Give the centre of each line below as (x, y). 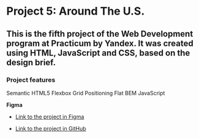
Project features (31, 79)
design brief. (31, 62)
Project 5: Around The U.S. (76, 11)
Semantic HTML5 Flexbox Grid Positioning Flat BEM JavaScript (86, 93)
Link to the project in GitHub (51, 128)
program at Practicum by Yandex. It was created (100, 43)
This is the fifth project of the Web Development (100, 34)
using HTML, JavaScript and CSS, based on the (98, 53)
